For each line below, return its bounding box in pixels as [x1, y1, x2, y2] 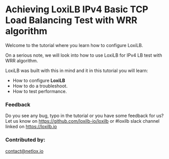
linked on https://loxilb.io [5, 124, 57, 130]
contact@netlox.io [5, 148, 44, 154]
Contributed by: [5, 137, 46, 144]
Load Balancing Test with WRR [5, 14, 138, 26]
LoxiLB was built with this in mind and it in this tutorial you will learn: [5, 67, 148, 74]
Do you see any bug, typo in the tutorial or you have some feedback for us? [5, 112, 164, 119]
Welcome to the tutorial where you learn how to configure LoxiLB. [5, 42, 143, 48]
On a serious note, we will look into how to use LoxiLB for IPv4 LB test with [5, 52, 162, 58]
